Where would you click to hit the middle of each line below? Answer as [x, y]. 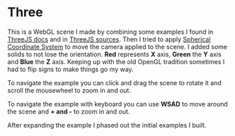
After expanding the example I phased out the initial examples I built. [107, 125]
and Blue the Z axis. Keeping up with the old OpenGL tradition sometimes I [116, 61]
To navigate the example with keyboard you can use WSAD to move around [117, 104]
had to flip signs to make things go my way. [70, 69]
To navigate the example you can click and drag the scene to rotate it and [114, 82]
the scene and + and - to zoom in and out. [69, 111]
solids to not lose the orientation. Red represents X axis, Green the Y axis [114, 54]
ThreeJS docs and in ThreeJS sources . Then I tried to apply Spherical [109, 39]
